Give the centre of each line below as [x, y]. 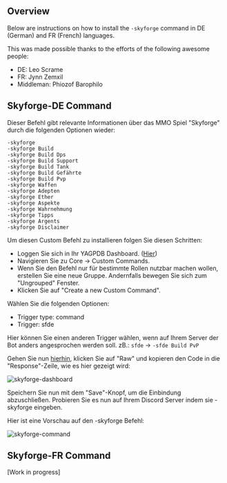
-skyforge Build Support [43, 161]
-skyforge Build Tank [38, 167]
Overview [29, 11]
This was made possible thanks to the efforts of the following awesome [109, 48]
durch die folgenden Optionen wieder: [61, 130]
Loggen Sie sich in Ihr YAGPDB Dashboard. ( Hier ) [87, 253]
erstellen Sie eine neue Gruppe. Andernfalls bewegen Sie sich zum [112, 275]
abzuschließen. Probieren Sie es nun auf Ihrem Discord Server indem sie [110, 399]
